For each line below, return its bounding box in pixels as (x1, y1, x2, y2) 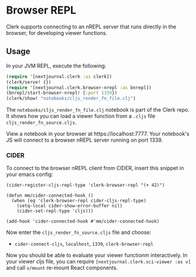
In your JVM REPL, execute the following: (6, 62, 106, 69)
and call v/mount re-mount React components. (6, 264, 118, 272)
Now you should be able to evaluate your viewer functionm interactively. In (6, 252, 188, 259)
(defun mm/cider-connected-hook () (6, 193, 94, 198)
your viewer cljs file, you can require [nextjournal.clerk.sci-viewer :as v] (6, 258, 191, 265)
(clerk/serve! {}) (6, 79, 51, 85)
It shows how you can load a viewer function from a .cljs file (6, 113, 155, 120)
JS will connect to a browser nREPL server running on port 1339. (6, 136, 164, 144)
